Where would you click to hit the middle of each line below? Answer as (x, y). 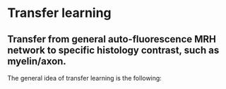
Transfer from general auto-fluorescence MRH (112, 39)
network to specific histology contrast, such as (113, 50)
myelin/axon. (37, 61)
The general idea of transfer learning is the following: (85, 78)
